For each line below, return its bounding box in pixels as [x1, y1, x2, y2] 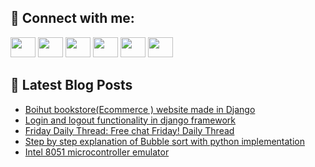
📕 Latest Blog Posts [10, 77, 133, 94]
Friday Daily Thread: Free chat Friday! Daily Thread [24, 124, 235, 136]
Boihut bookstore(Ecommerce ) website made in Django [24, 103, 256, 115]
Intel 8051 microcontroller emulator [24, 146, 170, 158]
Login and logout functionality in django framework [24, 114, 237, 126]
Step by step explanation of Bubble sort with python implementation [24, 135, 306, 147]
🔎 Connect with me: [10, 10, 135, 27]
